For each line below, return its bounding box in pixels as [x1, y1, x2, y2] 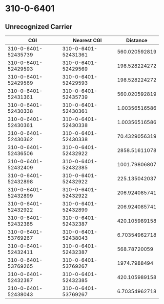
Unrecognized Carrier [5, 23, 73, 31]
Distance [126, 37, 148, 44]
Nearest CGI [73, 37, 102, 44]
